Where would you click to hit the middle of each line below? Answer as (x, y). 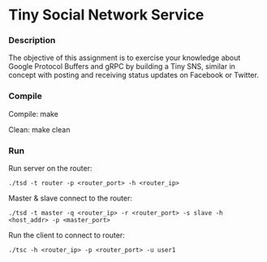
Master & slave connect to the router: (70, 198)
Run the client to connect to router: (67, 235)
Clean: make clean (39, 129)
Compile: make (34, 114)
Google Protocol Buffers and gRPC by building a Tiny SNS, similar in (122, 67)
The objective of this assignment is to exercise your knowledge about (125, 58)
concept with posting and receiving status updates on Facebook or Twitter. (134, 75)
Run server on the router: (50, 169)
